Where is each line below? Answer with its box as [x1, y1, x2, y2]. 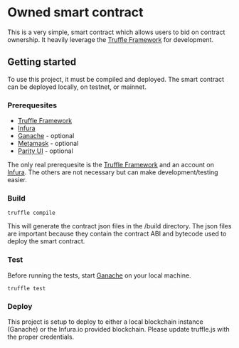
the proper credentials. [7, 332, 75, 341]
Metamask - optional [17, 139, 79, 148]
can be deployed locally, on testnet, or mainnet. [7, 83, 147, 91]
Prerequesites [7, 100, 58, 110]
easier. [7, 176, 27, 184]
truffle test [7, 285, 46, 292]
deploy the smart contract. [7, 237, 85, 246]
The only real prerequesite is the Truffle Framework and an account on [7, 161, 215, 169]
